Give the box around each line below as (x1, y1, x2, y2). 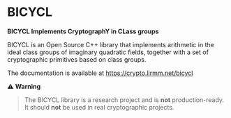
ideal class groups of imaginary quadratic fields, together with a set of (7, 48, 209, 56)
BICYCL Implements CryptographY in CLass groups (7, 27, 159, 35)
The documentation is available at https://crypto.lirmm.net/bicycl (7, 69, 193, 77)
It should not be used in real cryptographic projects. (24, 103, 174, 111)
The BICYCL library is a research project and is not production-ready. (24, 95, 225, 104)
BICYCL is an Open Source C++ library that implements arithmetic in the (7, 40, 214, 49)
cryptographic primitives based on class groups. (7, 55, 147, 63)
